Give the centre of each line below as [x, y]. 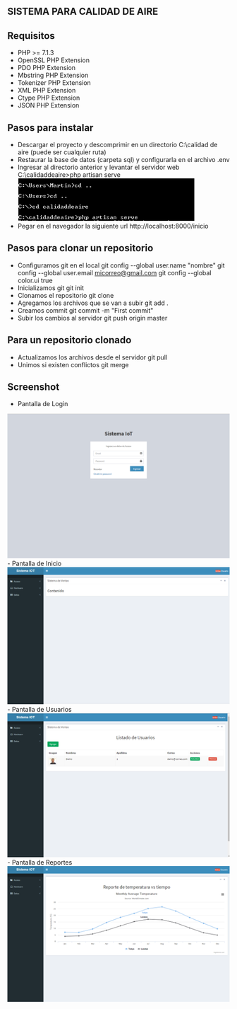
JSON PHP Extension [48, 105]
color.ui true [35, 280]
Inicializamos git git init [51, 288]
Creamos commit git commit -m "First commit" [85, 310]
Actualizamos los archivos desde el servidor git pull [92, 357]
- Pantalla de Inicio [35, 564]
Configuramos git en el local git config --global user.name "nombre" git [121, 265]
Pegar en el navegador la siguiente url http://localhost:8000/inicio [113, 226]
